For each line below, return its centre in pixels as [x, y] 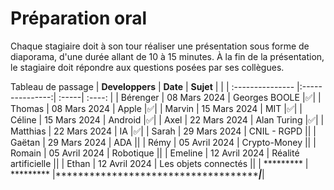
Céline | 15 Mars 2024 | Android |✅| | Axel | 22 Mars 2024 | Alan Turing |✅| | [167, 119]
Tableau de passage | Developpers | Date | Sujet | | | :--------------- [152, 86]
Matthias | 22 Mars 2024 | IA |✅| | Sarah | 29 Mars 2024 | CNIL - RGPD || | [163, 131]
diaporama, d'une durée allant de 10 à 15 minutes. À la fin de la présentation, [167, 56]
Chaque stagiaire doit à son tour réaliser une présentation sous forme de [160, 46]
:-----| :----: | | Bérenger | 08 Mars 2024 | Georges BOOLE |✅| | [190, 97]
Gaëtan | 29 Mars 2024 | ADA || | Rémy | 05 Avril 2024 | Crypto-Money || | [163, 142]
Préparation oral [79, 18]
